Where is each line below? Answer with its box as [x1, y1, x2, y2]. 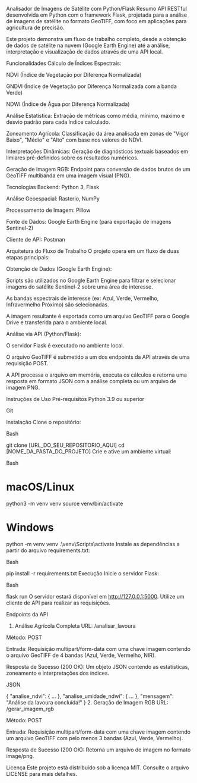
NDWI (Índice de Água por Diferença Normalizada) [6, 101, 130, 108]
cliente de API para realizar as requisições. [6, 599, 111, 606]
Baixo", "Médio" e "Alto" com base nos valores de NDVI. [6, 136, 143, 143]
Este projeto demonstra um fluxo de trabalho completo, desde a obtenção [6, 36, 187, 42]
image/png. [6, 752, 34, 759]
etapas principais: [6, 254, 50, 261]
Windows [6, 521, 54, 534]
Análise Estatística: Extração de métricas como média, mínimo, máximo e [6, 112, 185, 119]
